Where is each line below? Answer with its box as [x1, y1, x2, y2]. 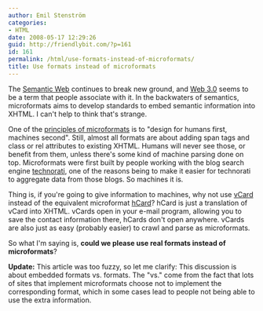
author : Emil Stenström [8, 11, 86, 20]
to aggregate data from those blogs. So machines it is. [8, 174, 184, 184]
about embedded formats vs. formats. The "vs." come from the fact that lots [8, 270, 254, 280]
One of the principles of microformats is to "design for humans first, [8, 124, 228, 134]
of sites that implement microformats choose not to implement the [8, 278, 222, 287]
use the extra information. [8, 295, 92, 305]
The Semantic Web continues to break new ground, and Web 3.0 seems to [8, 84, 249, 93]
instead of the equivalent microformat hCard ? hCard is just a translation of [8, 198, 248, 207]
